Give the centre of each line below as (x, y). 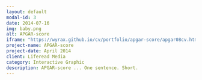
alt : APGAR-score (28, 34)
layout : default (26, 12)
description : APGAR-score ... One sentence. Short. (72, 68)
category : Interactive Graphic (45, 62)
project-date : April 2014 (38, 51)
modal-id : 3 (21, 17)
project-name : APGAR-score (40, 46)
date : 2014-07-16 (28, 23)
